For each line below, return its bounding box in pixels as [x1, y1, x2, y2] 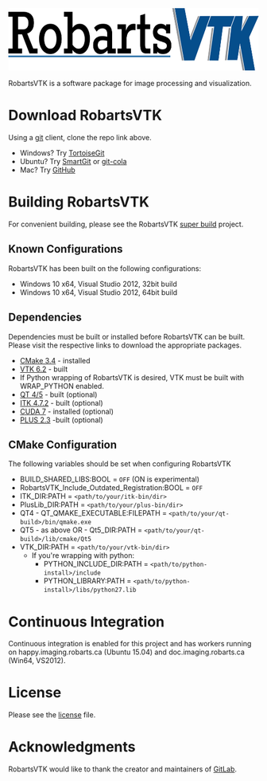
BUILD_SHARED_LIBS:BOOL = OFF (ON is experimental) [19, 474, 200, 485]
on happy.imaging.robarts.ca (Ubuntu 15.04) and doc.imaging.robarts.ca [8, 647, 245, 657]
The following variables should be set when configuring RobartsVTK [8, 459, 232, 469]
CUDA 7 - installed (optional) [19, 406, 114, 416]
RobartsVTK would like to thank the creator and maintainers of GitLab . [8, 764, 237, 774]
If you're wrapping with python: [31, 551, 135, 560]
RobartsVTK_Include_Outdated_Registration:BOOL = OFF [19, 483, 203, 493]
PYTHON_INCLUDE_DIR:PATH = [43, 559, 149, 569]
